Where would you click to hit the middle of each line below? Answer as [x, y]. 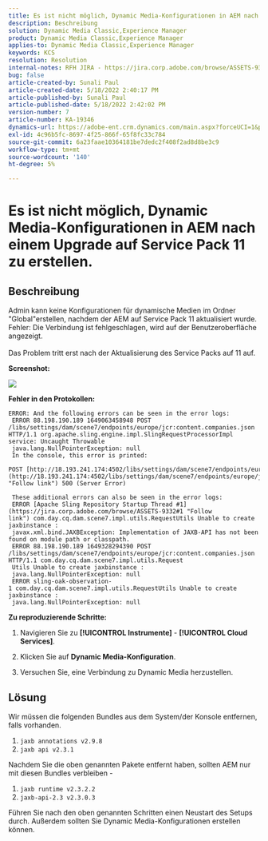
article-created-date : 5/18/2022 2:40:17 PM [83, 90]
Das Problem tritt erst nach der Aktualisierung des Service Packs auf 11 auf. [132, 353]
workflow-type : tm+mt [44, 149]
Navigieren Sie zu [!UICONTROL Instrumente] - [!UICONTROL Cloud [134, 633]
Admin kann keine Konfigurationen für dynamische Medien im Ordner [122, 311]
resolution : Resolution [48, 61]
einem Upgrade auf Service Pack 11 [127, 245]
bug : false [26, 75]
